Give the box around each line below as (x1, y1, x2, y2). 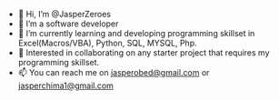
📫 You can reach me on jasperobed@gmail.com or (17, 67, 210, 77)
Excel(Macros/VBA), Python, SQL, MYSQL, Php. (17, 37, 197, 48)
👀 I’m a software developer (17, 18, 119, 29)
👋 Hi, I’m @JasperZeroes (17, 9, 112, 19)
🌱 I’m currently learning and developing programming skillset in (17, 28, 255, 38)
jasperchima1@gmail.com (17, 80, 114, 91)
